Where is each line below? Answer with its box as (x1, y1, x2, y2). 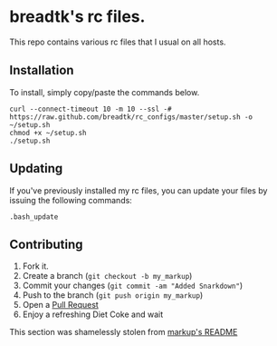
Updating (9, 161, 63, 176)
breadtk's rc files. (9, 6, 146, 27)
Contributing (9, 236, 83, 252)
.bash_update (9, 212, 59, 222)
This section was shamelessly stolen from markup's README (9, 327, 238, 338)
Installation (9, 63, 74, 78)
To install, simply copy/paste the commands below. (9, 86, 200, 97)
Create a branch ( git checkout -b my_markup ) (22, 271, 193, 282)
